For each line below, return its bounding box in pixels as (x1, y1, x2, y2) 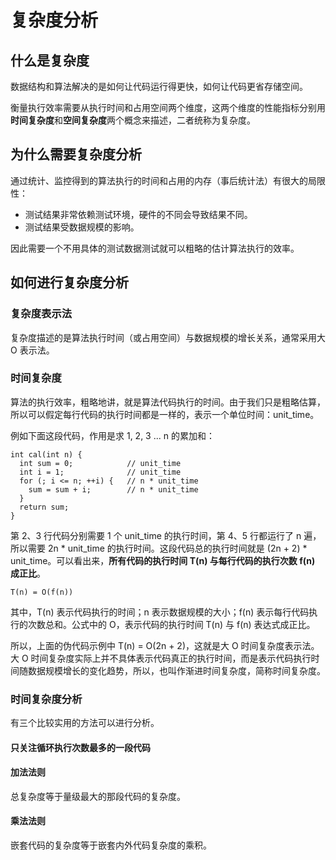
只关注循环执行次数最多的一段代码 (10, 741, 151, 753)
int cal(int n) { (10, 449, 83, 460)
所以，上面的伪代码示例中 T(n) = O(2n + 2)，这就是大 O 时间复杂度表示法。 (10, 639, 320, 651)
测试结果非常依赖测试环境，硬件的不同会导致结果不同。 (24, 208, 253, 220)
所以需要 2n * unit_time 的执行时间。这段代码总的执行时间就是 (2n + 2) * (10, 542, 308, 554)
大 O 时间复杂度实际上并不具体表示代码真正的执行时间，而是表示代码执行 (10, 652, 312, 664)
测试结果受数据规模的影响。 (24, 221, 140, 233)
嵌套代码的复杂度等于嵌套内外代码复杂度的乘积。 (10, 839, 212, 851)
